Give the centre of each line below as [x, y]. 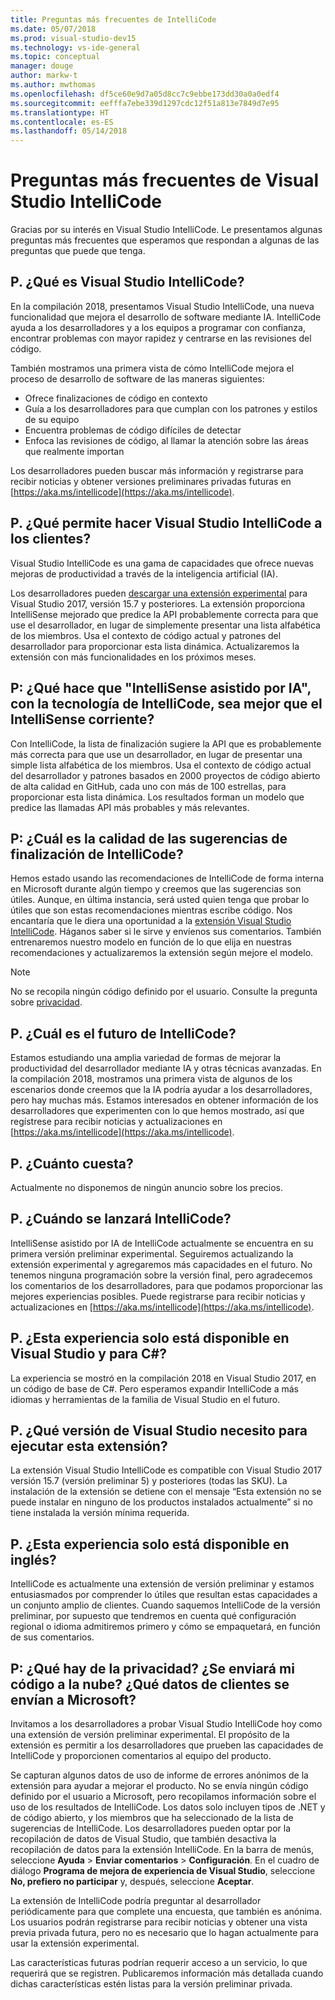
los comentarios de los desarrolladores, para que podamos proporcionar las [166, 1285]
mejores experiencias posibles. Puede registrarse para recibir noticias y [158, 1296]
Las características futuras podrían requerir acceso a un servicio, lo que [159, 1962]
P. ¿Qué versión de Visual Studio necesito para [159, 1430]
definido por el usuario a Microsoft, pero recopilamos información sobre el [163, 1796]
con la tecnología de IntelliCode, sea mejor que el [166, 704]
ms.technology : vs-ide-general [75, 47]
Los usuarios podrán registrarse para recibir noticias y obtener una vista [159, 1922]
